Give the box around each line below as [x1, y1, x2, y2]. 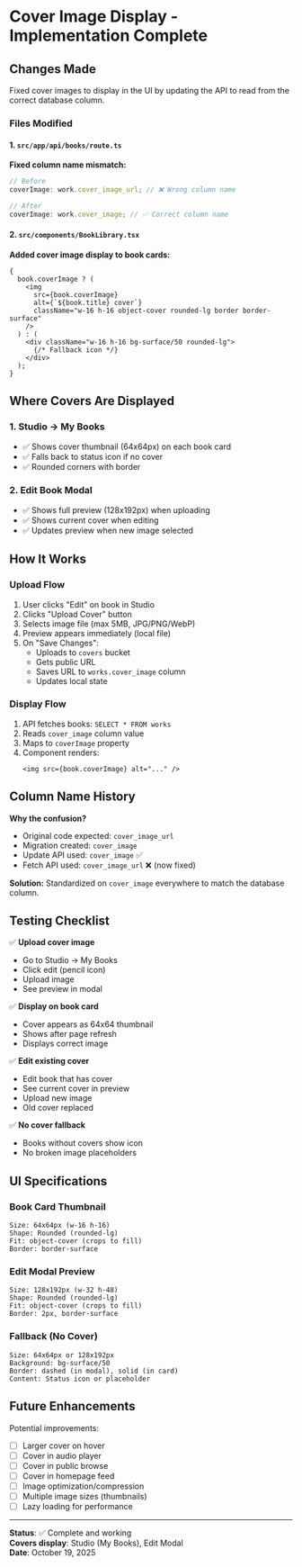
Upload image [22, 974, 75, 985]
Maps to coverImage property [22, 737, 130, 748]
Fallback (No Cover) [9, 1330, 99, 1343]
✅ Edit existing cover [9, 1056, 90, 1067]
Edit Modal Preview [9, 1265, 95, 1278]
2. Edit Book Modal [9, 484, 93, 497]
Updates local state [35, 675, 108, 686]
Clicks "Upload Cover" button [22, 608, 132, 619]
